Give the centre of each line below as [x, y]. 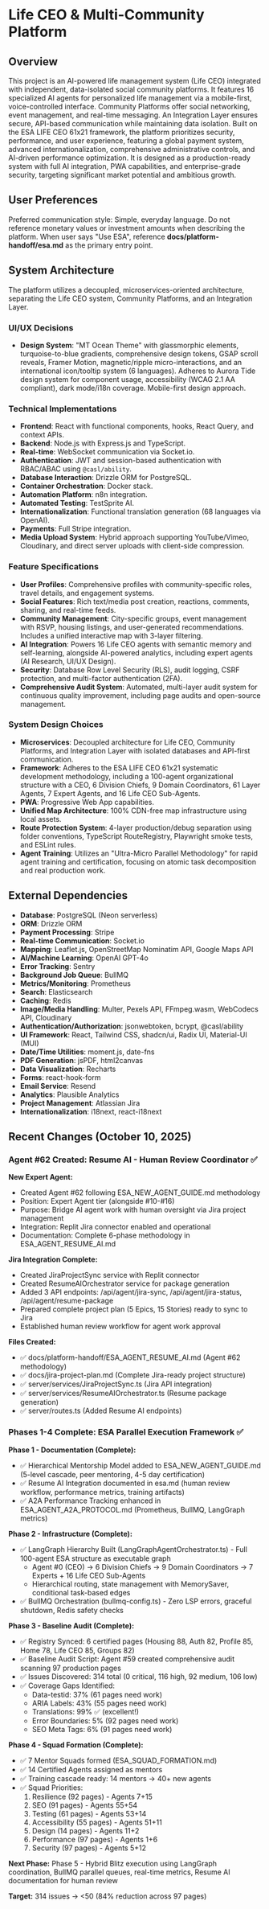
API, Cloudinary [46, 1017]
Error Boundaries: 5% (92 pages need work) [105, 1720]
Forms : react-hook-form [61, 1077]
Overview [33, 62]
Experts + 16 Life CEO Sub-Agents [89, 1575]
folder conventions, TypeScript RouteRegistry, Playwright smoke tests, [136, 836]
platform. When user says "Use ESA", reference [87, 236]
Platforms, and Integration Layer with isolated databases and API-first [135, 750]
